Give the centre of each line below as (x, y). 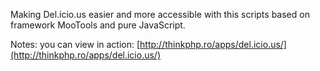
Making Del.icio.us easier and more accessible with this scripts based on (160, 14)
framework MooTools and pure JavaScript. (98, 25)
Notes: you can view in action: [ (75, 44)
